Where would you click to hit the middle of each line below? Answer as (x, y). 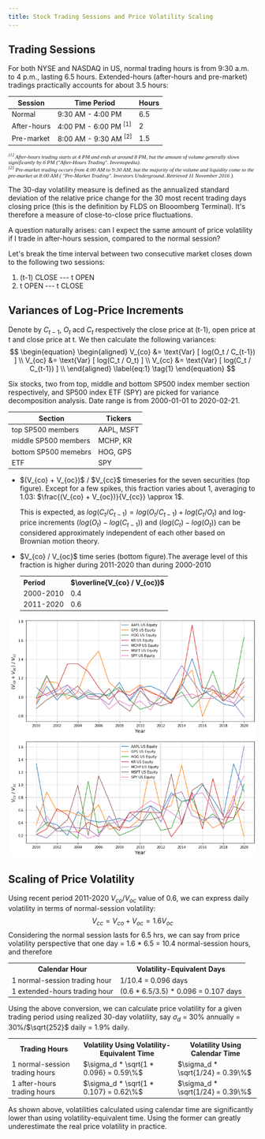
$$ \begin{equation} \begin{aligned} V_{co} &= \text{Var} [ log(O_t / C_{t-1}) (132, 352)
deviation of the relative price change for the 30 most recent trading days (127, 198)
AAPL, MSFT (119, 430)
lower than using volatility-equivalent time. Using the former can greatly (125, 1118)
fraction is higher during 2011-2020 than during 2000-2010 (115, 565)
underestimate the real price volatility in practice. (88, 1126)
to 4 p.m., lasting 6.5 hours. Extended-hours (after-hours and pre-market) (128, 77)
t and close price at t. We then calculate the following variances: (112, 340)
